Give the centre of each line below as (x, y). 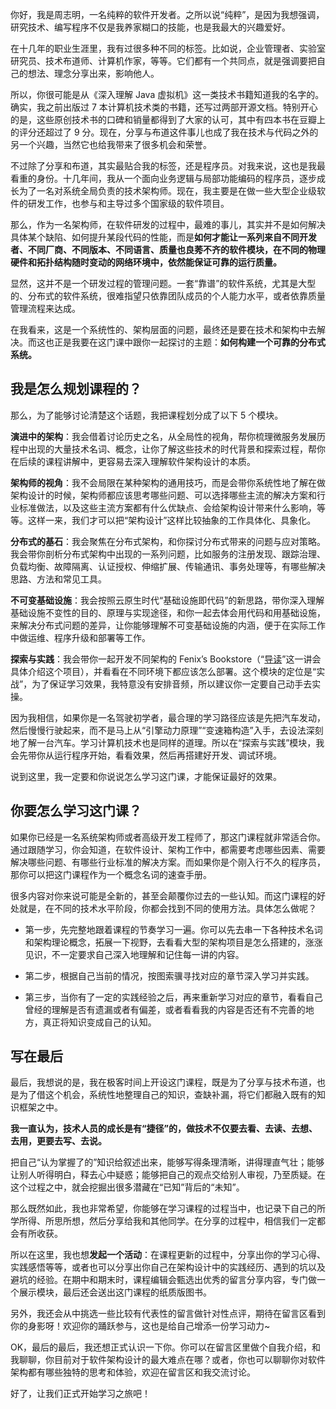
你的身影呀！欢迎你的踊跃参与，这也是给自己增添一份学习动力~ (140, 1326)
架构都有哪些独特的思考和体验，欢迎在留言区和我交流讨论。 (133, 1372)
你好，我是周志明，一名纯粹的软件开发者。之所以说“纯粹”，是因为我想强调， (167, 14)
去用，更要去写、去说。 (58, 1141)
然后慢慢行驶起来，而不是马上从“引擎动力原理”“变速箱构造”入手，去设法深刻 (167, 730)
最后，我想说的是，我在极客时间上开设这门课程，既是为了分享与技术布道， (163, 1082)
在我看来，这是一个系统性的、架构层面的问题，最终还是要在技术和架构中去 (163, 329)
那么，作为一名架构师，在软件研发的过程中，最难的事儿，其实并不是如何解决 (168, 224)
